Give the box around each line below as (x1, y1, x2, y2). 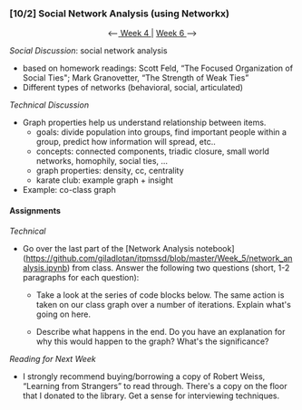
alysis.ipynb (22, 262, 68, 273)
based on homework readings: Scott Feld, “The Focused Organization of (22, 62, 293, 74)
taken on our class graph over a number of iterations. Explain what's (35, 299, 292, 310)
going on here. (35, 309, 92, 319)
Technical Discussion (9, 100, 89, 110)
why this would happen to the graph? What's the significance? (35, 336, 269, 347)
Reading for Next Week (9, 353, 97, 364)
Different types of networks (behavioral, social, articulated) (22, 82, 243, 93)
